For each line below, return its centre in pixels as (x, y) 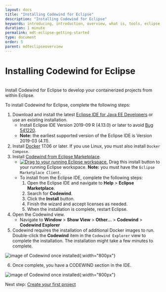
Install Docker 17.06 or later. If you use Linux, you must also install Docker (86, 146)
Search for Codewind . (50, 193)
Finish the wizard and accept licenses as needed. (77, 204)
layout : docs (19, 10)
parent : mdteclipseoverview (34, 47)
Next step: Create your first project (41, 284)
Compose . (21, 151)
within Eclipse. (20, 95)
